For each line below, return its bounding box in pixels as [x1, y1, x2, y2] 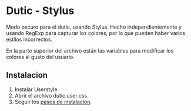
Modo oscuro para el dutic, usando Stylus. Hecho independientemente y [6, 23, 182, 30]
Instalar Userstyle [14, 86, 58, 93]
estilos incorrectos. [6, 36, 53, 43]
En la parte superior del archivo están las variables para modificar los [6, 47, 174, 54]
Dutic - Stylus [6, 4, 75, 18]
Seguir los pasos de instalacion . [14, 98, 92, 105]
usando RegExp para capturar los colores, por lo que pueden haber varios [6, 29, 186, 36]
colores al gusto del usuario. [6, 53, 75, 60]
